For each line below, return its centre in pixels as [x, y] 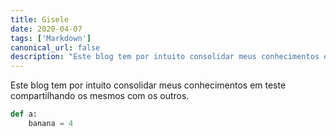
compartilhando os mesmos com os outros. [100, 96]
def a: [24, 114]
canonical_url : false [55, 47]
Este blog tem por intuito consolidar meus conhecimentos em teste [148, 85]
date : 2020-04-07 [46, 29]
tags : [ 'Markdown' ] [51, 38]
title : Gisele [40, 19]
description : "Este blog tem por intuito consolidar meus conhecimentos [165, 57]
